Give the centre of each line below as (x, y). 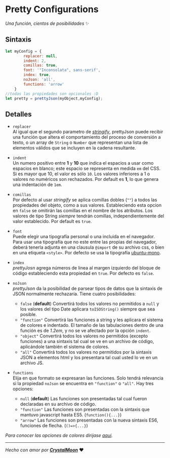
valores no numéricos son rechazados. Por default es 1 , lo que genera (86, 179)
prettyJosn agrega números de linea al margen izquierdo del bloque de (87, 268)
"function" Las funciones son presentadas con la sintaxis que (85, 409)
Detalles (18, 114)
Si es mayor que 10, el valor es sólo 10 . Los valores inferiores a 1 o (81, 174)
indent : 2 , (35, 61)
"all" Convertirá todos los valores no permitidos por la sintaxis (86, 352)
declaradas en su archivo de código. (58, 404)
